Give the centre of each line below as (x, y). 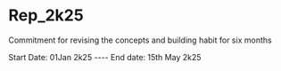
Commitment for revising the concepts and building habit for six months (140, 40)
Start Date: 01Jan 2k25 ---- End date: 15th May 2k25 (105, 57)
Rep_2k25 (46, 16)
